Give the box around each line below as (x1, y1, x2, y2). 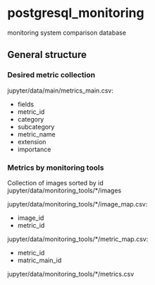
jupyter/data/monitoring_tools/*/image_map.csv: (7, 199, 148, 208)
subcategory (17, 122, 55, 131)
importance (17, 145, 51, 153)
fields (17, 100, 34, 108)
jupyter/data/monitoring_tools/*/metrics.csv (7, 269, 135, 278)
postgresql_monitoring (7, 5, 144, 21)
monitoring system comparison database (7, 28, 127, 37)
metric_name (17, 129, 56, 139)
